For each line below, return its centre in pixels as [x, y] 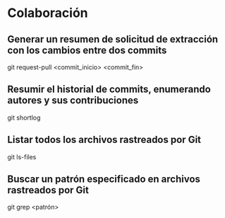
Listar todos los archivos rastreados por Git [104, 140]
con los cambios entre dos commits [87, 50]
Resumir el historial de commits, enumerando [109, 90]
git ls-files [22, 156]
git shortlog [24, 117]
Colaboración [48, 13]
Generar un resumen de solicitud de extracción [113, 39]
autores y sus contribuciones [73, 101]
